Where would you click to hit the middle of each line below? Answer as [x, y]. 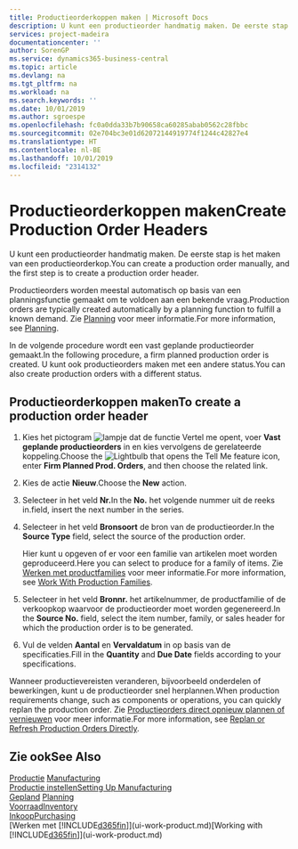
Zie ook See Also [55, 757]
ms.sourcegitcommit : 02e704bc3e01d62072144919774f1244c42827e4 [129, 134]
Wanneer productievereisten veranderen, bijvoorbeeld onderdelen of [135, 682]
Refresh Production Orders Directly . [74, 729]
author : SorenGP [39, 51]
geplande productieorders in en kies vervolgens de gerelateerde [142, 447]
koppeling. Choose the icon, [151, 456]
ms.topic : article [43, 68]
